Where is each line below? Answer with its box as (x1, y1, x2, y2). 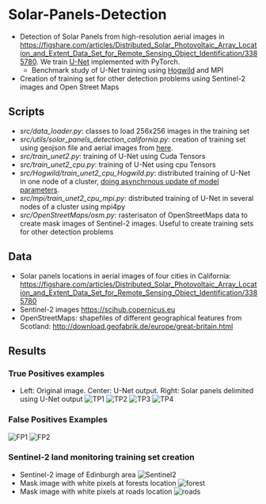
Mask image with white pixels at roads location (19, 487, 173, 496)
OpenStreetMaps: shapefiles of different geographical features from (19, 313, 242, 322)
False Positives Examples (8, 414, 108, 425)
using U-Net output (19, 394, 83, 404)
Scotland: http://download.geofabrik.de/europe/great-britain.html (19, 321, 234, 331)
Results (8, 344, 47, 358)
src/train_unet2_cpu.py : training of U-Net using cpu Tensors (19, 160, 216, 169)
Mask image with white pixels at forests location (19, 478, 177, 487)
